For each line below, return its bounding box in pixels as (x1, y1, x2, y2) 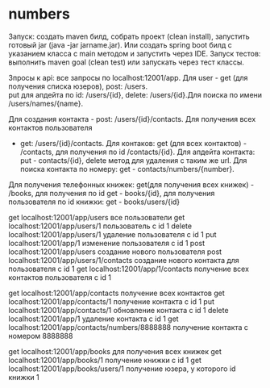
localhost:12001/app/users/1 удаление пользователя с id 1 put (8, 229, 217, 239)
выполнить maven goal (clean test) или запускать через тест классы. (8, 57, 244, 67)
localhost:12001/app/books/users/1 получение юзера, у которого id (8, 364, 236, 373)
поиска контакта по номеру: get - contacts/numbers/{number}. (19, 164, 235, 173)
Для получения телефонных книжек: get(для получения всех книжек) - (8, 179, 255, 190)
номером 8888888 (8, 331, 73, 340)
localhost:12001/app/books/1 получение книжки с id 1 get (8, 355, 201, 365)
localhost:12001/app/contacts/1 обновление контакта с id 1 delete (8, 305, 229, 315)
